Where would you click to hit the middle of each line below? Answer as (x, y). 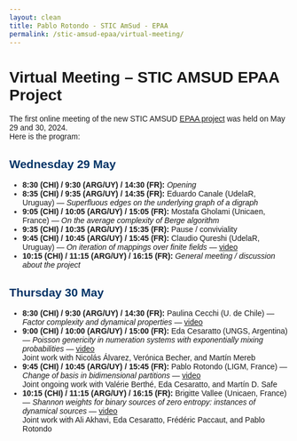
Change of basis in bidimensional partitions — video (111, 375)
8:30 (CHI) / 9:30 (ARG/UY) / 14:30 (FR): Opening (109, 185)
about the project (51, 265)
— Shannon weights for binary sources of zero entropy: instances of (139, 402)
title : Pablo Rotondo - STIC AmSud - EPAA (89, 26)
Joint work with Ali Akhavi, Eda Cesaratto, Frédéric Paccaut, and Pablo (144, 420)
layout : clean (35, 17)
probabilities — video (58, 349)
